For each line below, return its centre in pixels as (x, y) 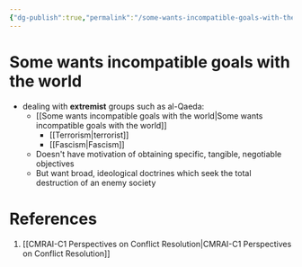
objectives (55, 164)
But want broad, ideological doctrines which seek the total (143, 173)
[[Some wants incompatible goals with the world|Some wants (149, 116)
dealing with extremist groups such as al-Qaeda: (113, 106)
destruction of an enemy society (96, 182)
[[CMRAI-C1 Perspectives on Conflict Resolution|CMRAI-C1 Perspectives (157, 244)
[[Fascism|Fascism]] (87, 144)
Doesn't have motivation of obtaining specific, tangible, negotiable (159, 154)
